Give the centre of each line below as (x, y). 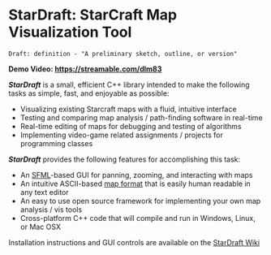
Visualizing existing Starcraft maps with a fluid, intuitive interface (128, 109)
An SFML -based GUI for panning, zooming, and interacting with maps (136, 175)
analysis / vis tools (51, 210)
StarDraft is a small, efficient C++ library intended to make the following (129, 84)
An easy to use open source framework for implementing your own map (140, 201)
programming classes (56, 143)
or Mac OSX (40, 227)
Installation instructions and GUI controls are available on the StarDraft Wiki (134, 242)
